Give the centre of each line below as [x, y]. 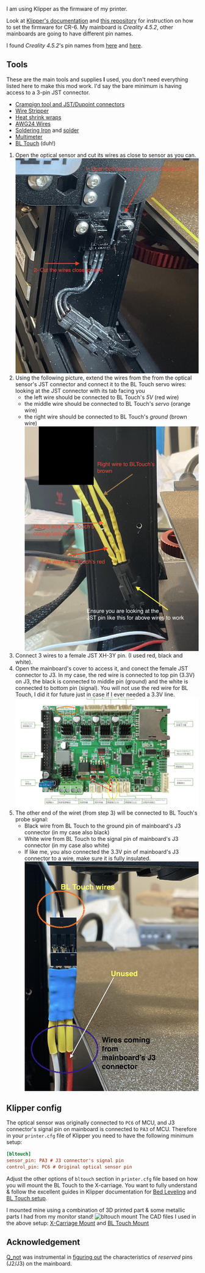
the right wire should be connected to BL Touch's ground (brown [106, 417]
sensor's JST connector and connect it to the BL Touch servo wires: [101, 384]
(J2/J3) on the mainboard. [39, 1263]
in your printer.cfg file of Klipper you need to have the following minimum [100, 1135]
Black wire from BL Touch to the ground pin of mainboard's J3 [103, 826]
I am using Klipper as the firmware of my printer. [67, 9]
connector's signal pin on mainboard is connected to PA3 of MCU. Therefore [102, 1129]
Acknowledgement [43, 1242]
